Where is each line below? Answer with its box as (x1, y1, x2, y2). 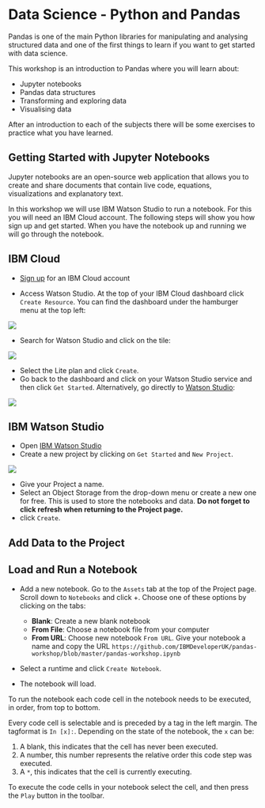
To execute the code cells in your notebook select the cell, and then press (8, 782, 249, 791)
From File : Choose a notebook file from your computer (31, 625, 210, 634)
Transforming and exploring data (19, 96, 127, 105)
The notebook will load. (19, 678, 97, 689)
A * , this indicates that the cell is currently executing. (19, 767, 192, 776)
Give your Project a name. (19, 480, 104, 489)
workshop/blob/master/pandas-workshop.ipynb (31, 650, 181, 658)
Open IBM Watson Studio (19, 441, 102, 451)
